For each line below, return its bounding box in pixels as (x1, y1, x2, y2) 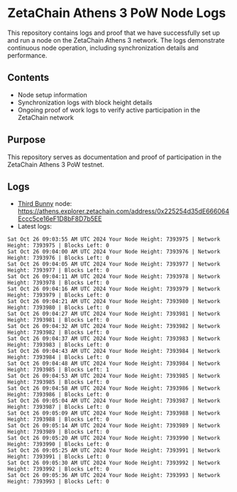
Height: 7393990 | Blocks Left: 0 (7, 441, 110, 448)
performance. (7, 51, 48, 60)
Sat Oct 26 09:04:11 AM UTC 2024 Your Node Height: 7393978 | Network (7, 273, 221, 280)
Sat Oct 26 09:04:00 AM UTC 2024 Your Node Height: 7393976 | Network (7, 248, 221, 256)
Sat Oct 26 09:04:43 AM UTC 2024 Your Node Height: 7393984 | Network (7, 348, 221, 355)
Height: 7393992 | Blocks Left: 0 (7, 466, 110, 473)
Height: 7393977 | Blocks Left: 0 (7, 267, 110, 274)
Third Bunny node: (17, 199, 72, 208)
